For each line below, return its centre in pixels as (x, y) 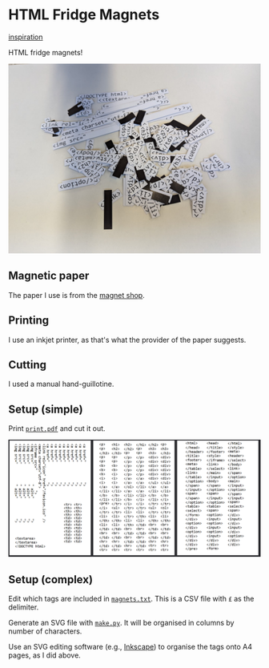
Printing (29, 321)
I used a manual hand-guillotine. (61, 384)
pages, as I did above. (45, 655)
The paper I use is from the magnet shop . (77, 295)
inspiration (26, 37)
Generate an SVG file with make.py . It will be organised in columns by (121, 623)
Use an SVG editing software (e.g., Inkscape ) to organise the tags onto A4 (130, 647)
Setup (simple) (46, 409)
